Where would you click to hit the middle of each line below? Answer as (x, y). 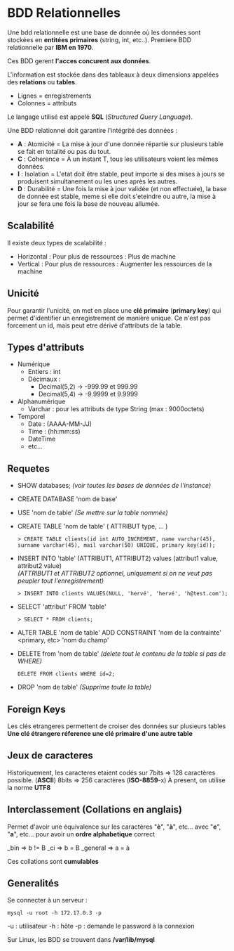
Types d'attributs (46, 347)
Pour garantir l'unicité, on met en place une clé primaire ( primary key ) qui (114, 310)
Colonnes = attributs (47, 103)
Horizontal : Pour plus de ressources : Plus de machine (97, 256)
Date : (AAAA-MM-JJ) (60, 424)
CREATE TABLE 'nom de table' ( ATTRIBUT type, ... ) (92, 526)
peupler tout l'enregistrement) (60, 581)
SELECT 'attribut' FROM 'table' (62, 607)
